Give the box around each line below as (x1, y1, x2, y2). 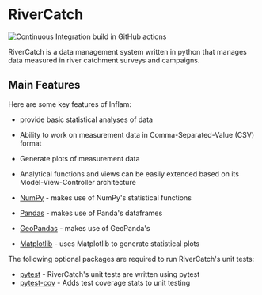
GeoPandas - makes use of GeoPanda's (19, 223, 150, 233)
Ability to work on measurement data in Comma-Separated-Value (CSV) (19, 130, 255, 139)
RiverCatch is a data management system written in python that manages (8, 47, 247, 56)
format (19, 138, 42, 148)
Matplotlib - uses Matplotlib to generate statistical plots (19, 239, 200, 248)
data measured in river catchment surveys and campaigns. (8, 55, 200, 65)
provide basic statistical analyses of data (19, 115, 153, 124)
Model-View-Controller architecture (19, 177, 136, 187)
